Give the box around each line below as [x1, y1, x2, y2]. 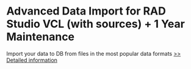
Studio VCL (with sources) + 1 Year [6, 17, 185, 31]
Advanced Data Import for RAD [6, 4, 166, 18]
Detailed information [6, 56, 58, 64]
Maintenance [6, 30, 75, 44]
